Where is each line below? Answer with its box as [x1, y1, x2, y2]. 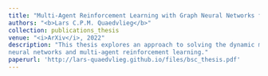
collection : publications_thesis [8, 26, 120, 34]
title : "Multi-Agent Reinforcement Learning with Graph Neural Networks [8, 11, 255, 20]
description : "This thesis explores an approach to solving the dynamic [8, 41, 255, 49]
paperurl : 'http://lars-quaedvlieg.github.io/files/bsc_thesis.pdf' [8, 56, 241, 64]
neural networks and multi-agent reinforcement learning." [8, 48, 209, 56]
